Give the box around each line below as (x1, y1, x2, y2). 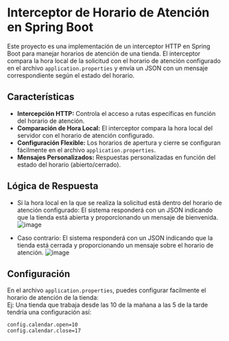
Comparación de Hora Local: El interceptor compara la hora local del (16, 124, 213, 132)
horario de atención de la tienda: (7, 294, 99, 302)
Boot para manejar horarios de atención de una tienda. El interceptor (7, 49, 201, 58)
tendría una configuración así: (7, 308, 92, 316)
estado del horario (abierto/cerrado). (16, 160, 121, 169)
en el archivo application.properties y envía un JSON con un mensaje (7, 64, 208, 72)
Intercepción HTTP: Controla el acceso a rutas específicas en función (16, 109, 216, 117)
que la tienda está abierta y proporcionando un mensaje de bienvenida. (16, 213, 219, 221)
